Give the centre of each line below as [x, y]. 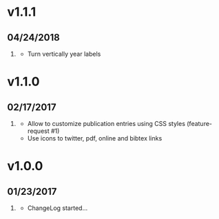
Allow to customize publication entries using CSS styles [106, 124]
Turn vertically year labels [64, 54]
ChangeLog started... [58, 208]
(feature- [199, 124]
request [38, 131]
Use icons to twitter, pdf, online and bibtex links [95, 138]
